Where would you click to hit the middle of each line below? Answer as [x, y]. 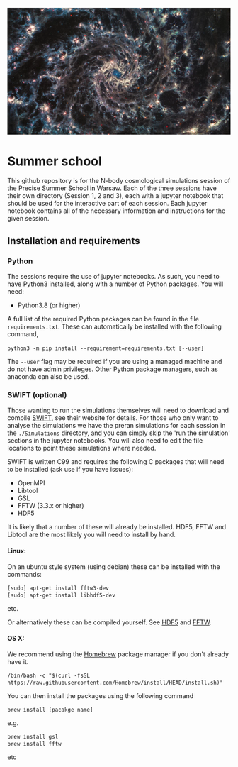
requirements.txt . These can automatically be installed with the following [114, 326]
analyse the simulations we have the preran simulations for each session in [117, 426]
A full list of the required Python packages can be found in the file [103, 319]
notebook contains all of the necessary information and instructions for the [117, 211]
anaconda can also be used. [49, 377]
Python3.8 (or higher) [49, 305]
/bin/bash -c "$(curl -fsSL [49, 675]
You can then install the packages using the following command [101, 695]
